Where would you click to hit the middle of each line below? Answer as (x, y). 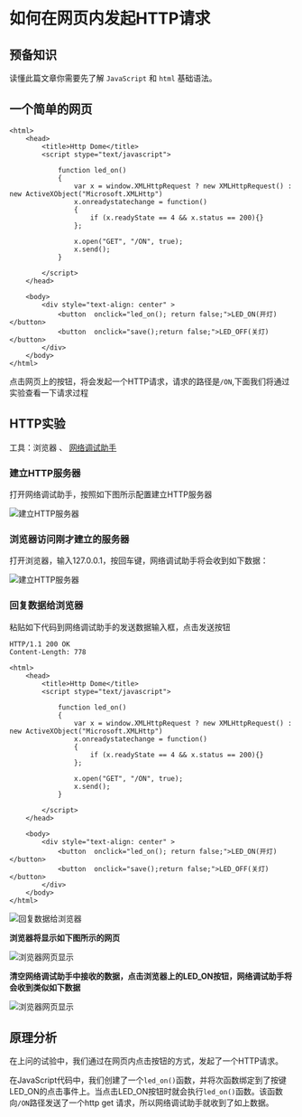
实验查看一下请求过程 (49, 392)
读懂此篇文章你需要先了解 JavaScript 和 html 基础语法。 (113, 78)
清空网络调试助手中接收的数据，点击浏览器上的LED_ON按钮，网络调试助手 (147, 976)
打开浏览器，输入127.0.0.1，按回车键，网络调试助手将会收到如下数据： (139, 560)
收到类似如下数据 (49, 987)
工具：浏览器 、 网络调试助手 (63, 447)
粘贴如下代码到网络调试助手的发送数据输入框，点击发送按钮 (120, 627)
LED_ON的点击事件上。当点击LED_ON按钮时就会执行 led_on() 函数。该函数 (146, 1092)
